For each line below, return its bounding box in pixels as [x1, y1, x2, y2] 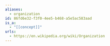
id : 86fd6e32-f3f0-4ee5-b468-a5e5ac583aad [5, 16, 92, 21]
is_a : [5, 20, 16, 25]
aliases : [5, 7, 23, 12]
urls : [5, 29, 16, 34]
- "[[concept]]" [9, 25, 42, 30]
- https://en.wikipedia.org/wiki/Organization [9, 34, 105, 39]
